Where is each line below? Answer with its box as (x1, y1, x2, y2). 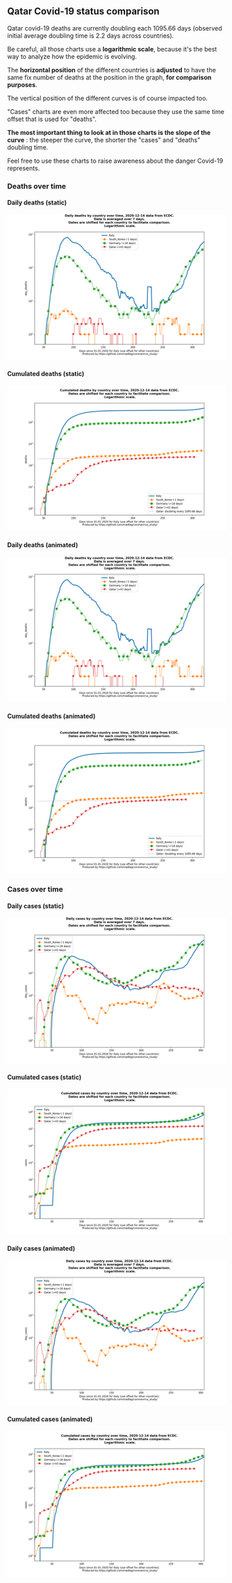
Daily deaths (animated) (7, 541, 78, 549)
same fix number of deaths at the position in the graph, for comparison (7, 73, 212, 81)
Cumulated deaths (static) (7, 370, 85, 378)
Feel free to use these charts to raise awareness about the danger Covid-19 (7, 156, 224, 165)
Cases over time (7, 884, 64, 894)
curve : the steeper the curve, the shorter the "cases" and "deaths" (7, 136, 201, 144)
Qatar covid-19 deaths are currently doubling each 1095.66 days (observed (7, 24, 222, 32)
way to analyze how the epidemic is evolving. (7, 52, 138, 60)
